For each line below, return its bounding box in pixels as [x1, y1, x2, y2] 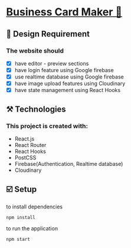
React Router [14, 141, 47, 148]
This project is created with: [6, 122, 89, 130]
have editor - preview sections [14, 60, 89, 67]
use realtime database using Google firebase [14, 73, 124, 80]
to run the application [6, 224, 58, 232]
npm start [6, 236, 31, 242]
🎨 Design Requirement [6, 29, 90, 39]
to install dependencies [6, 203, 63, 210]
